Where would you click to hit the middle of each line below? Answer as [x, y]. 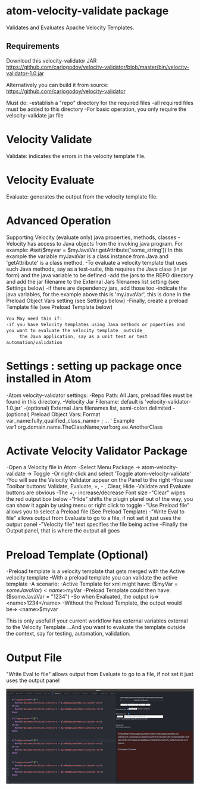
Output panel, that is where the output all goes [63, 531]
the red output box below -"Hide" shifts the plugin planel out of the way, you [100, 499]
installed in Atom [49, 378]
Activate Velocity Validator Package [97, 451]
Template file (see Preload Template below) [60, 307]
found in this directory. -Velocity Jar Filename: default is [75, 401]
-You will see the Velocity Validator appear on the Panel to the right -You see [100, 480]
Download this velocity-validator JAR [51, 60]
